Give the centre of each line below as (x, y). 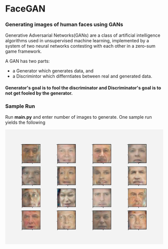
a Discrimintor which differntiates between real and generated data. (82, 76)
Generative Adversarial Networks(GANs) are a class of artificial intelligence (83, 35)
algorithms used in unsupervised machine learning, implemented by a (77, 41)
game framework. (24, 51)
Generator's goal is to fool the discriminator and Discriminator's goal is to (83, 88)
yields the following (25, 122)
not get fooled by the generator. (39, 93)
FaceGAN (25, 9)
